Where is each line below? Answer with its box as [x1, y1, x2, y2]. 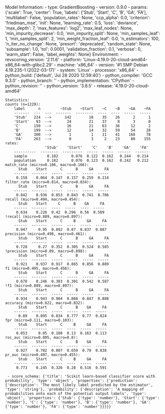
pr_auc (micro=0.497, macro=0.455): [5, 352, 80, 357]
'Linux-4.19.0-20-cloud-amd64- [83, 57, 148, 62]
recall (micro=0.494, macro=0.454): [5, 197, 80, 202]
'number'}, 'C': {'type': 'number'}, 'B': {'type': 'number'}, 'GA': [5, 400, 151, 405]
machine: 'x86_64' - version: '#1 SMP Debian [57, 62, 148, 68]
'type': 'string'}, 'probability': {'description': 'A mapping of [5, 387, 144, 392]
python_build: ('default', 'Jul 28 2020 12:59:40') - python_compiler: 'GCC [5, 73, 153, 78]
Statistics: [5, 98, 30, 103]
